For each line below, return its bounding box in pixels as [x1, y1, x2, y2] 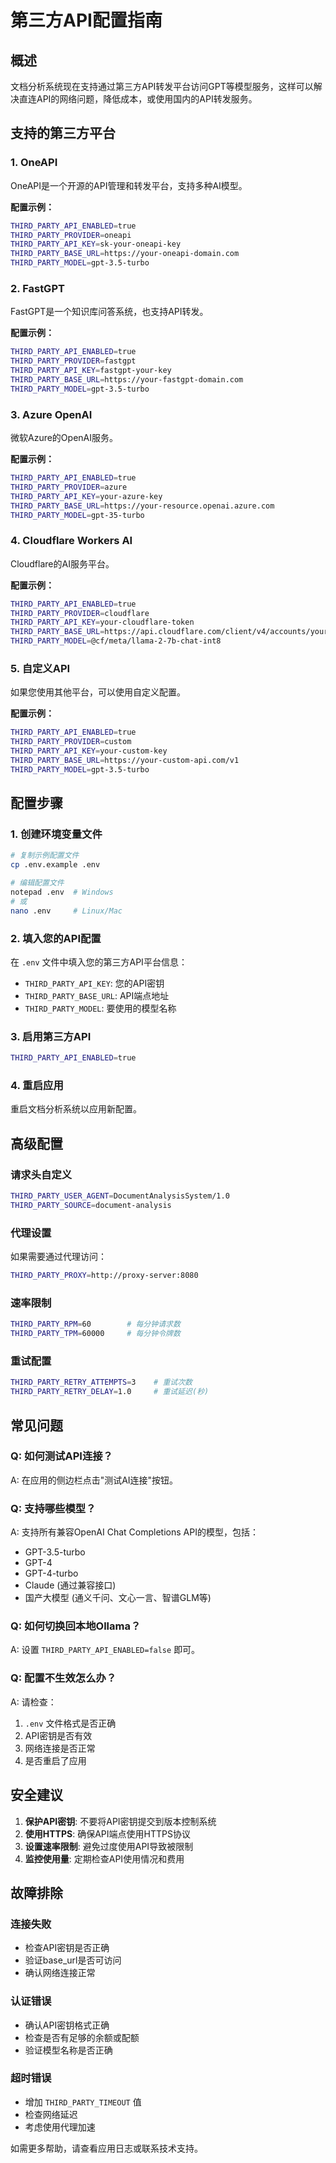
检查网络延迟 [24, 2108, 78, 2120]
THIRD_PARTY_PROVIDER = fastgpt [10, 356, 137, 366]
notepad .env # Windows [10, 887, 114, 898]
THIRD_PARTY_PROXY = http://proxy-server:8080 [10, 1271, 199, 1281]
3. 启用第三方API [10, 1029, 92, 1043]
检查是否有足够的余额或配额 [24, 2031, 140, 2043]
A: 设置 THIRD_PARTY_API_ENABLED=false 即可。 [10, 1644, 201, 1656]
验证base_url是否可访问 [24, 1954, 122, 1966]
